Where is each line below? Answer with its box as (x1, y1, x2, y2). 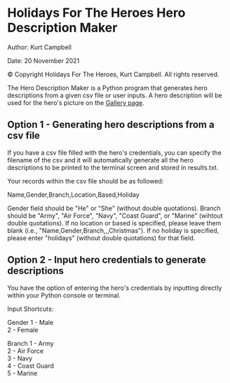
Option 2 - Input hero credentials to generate (7, 254, 207, 266)
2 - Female (7, 326, 39, 334)
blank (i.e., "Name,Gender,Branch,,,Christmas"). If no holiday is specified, (7, 226, 219, 235)
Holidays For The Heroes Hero (7, 5, 186, 21)
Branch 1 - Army (7, 339, 54, 347)
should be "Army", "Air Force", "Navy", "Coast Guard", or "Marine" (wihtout (7, 211, 223, 220)
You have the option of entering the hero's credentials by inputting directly (7, 284, 222, 292)
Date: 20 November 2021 (7, 56, 80, 64)
